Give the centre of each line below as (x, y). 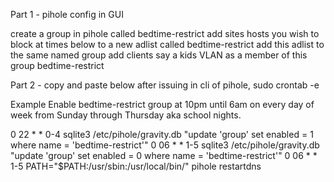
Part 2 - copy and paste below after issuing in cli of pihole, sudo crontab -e (165, 85)
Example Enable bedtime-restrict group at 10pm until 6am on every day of (162, 104)
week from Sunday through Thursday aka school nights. (126, 115)
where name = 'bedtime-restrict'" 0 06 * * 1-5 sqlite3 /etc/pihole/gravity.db (165, 145)
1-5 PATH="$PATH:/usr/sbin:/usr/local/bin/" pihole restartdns (136, 166)
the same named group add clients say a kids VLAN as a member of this (159, 55)
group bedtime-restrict (57, 65)
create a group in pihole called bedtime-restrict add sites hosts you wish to (165, 33)
